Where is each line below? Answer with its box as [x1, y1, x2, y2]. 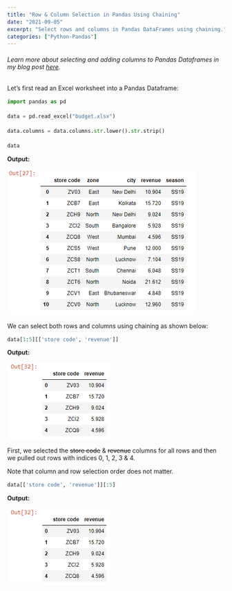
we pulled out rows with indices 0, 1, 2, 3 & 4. [7, 454, 136, 462]
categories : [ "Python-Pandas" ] [7, 33, 97, 40]
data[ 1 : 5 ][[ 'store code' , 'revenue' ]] [7, 336, 119, 343]
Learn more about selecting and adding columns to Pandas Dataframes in [7, 55, 220, 64]
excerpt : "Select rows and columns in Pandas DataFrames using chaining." [7, 26, 227, 33]
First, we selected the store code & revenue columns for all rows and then [7, 446, 217, 455]
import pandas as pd [7, 98, 67, 105]
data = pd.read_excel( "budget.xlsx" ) [7, 113, 116, 120]
